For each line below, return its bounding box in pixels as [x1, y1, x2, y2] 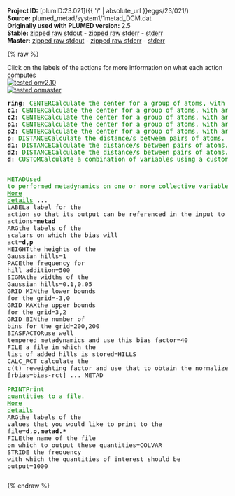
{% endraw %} [7, 481, 50, 490]
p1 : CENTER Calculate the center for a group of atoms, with [7, 120, 218, 128]
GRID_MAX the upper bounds [7, 302, 97, 309]
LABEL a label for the [7, 204, 82, 211]
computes [7, 71, 36, 79]
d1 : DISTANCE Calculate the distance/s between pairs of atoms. [7, 141, 229, 149]
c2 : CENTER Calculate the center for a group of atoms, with [7, 113, 218, 121]
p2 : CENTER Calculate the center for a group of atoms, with [7, 127, 218, 135]
